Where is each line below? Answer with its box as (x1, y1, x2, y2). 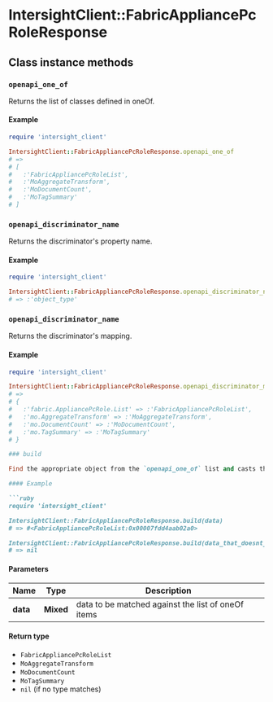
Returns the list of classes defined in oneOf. (8, 96, 155, 106)
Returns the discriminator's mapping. (8, 331, 132, 341)
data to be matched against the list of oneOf (76, 599, 244, 610)
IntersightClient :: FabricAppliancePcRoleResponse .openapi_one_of (8, 147, 234, 156)
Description (145, 585, 192, 596)
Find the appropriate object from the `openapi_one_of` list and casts (8, 465, 256, 473)
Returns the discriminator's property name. (8, 236, 153, 246)
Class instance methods (8, 55, 134, 69)
